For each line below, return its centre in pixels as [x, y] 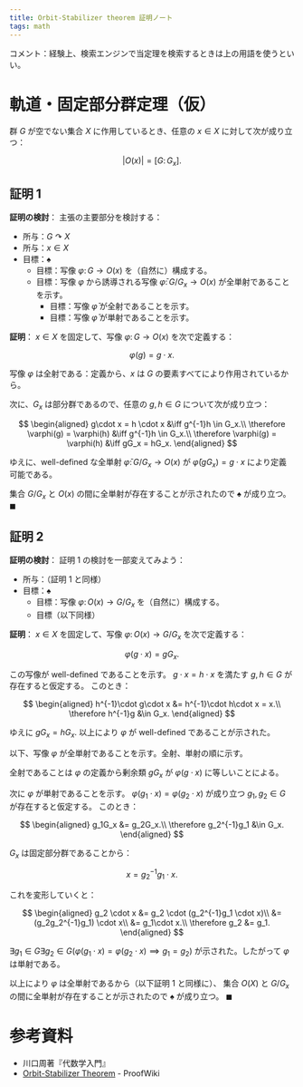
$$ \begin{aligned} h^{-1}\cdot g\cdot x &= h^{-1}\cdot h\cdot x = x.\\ [152, 704]
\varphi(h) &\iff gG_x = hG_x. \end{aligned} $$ [152, 443]
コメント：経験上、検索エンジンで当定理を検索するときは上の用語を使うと [148, 53]
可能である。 [33, 475]
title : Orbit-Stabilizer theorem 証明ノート [91, 18]
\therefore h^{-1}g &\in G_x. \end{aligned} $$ [152, 713]
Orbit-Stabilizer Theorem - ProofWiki [91, 1073]
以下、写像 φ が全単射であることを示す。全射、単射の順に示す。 [129, 753]
